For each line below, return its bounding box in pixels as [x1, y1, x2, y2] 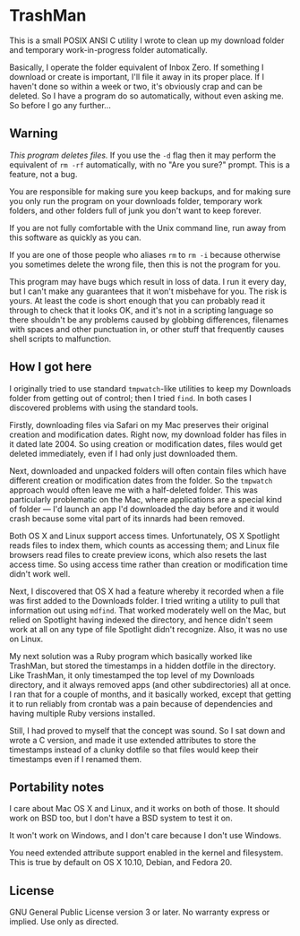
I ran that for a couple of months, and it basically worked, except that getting [9, 689, 292, 700]
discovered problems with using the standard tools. [9, 402, 199, 413]
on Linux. [9, 633, 44, 644]
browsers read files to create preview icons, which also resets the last [9, 549, 267, 560]
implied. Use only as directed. [9, 916, 119, 927]
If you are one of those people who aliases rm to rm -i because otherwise [9, 249, 281, 260]
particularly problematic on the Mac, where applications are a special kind [9, 494, 282, 504]
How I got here [9, 359, 92, 374]
